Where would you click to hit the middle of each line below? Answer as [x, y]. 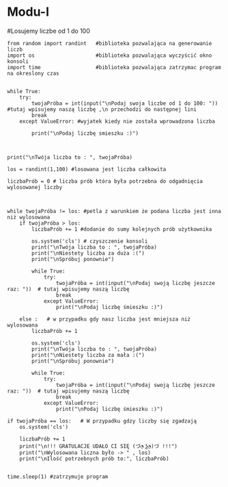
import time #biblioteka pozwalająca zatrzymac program [114, 67]
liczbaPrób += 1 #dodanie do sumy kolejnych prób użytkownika [122, 229]
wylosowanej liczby [35, 187]
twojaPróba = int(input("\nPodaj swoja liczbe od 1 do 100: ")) [125, 103]
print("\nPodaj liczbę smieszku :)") [85, 133]
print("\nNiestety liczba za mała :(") [88, 355]
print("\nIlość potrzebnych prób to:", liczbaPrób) [94, 459]
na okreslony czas [33, 73]
